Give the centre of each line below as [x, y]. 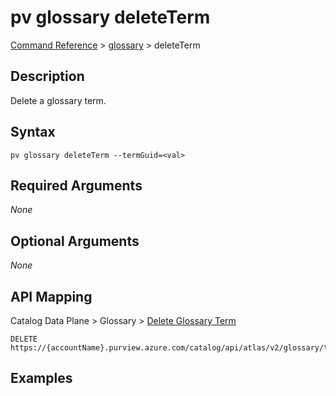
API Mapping [51, 296]
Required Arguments [76, 185]
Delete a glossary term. [58, 100]
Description [47, 76]
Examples [41, 378]
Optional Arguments [75, 241]
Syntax [33, 132]
